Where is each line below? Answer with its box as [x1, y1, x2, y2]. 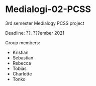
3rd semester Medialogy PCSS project [5, 20, 84, 26]
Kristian [12, 49, 29, 55]
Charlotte [12, 70, 32, 76]
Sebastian [12, 54, 34, 61]
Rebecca [12, 60, 31, 66]
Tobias [12, 65, 27, 71]
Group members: [5, 39, 40, 46]
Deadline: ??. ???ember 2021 [5, 30, 64, 36]
